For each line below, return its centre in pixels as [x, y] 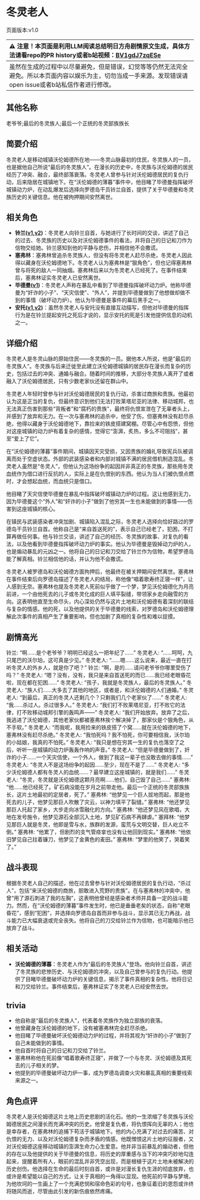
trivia [16, 1005]
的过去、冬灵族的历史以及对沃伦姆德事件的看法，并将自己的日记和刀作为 [103, 240]
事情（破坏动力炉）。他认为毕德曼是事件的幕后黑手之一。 [94, 300]
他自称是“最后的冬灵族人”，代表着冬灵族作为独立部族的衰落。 [90, 1021]
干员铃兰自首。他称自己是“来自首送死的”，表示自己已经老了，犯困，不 [102, 529]
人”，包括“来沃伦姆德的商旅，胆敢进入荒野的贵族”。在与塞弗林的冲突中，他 [98, 890]
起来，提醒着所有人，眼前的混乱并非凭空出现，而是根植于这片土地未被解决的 [100, 1161]
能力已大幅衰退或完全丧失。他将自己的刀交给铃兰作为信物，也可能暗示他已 [102, 920]
